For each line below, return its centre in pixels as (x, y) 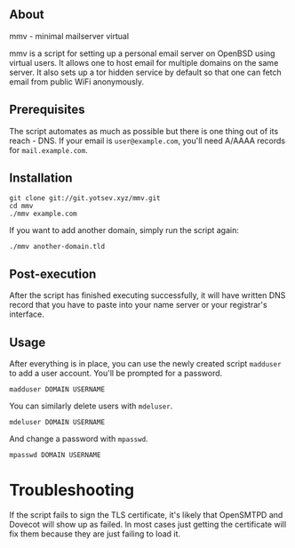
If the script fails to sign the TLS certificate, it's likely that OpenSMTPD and (146, 515)
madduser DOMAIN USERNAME (57, 390)
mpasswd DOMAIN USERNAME (55, 455)
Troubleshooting (72, 491)
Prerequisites (47, 110)
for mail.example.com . (48, 149)
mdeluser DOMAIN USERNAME (57, 423)
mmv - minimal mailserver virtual (69, 36)
